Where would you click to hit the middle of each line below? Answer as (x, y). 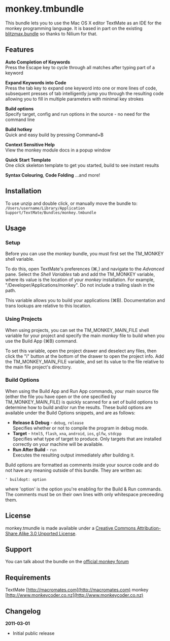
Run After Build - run (35, 449)
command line (20, 119)
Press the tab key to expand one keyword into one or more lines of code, (81, 88)
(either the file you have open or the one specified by (61, 396)
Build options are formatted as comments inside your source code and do (82, 465)
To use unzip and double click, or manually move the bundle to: (72, 203)
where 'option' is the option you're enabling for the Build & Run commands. (84, 489)
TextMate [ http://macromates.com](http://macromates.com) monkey (77, 590)
